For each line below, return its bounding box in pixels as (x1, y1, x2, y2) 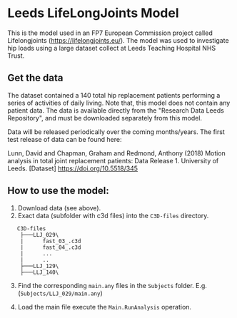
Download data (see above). (17, 203, 101, 212)
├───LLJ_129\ (20, 262, 59, 270)
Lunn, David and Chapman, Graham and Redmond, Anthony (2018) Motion (7, 148, 226, 158)
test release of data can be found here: (7, 135, 122, 143)
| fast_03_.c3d (20, 237, 81, 245)
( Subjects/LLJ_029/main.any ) (17, 289, 103, 297)
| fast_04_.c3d (20, 244, 81, 251)
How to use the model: (7, 185, 109, 197)
